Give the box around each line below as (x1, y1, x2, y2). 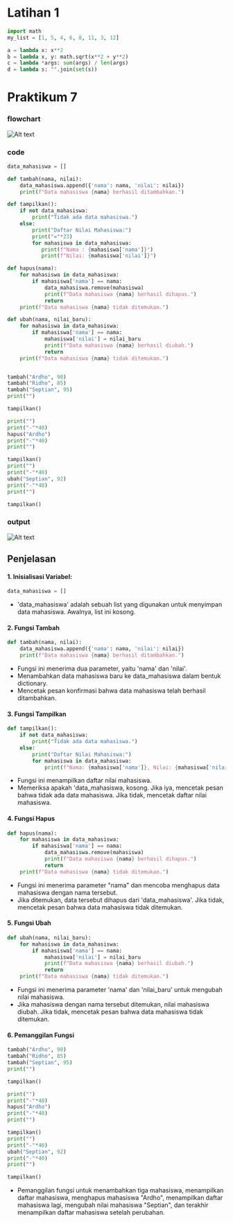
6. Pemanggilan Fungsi (7, 1031, 75, 1039)
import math (7, 28, 42, 35)
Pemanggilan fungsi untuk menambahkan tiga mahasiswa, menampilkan (17, 1186, 224, 1195)
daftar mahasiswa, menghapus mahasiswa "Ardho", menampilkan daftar (17, 1194, 223, 1202)
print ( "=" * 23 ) (32, 233, 73, 240)
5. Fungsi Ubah (7, 919, 51, 927)
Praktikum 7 (7, 89, 78, 105)
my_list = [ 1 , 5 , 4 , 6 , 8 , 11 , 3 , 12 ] (7, 34, 119, 41)
